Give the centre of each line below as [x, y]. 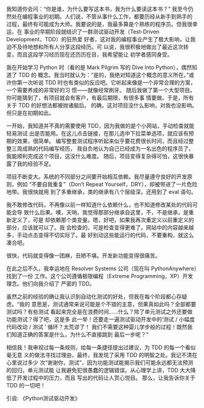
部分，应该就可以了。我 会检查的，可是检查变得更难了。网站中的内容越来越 [100, 227]
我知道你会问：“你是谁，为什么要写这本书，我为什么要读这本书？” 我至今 [97, 9]
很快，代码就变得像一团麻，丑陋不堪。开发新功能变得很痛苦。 [83, 256]
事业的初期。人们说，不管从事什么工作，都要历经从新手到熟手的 [112, 16]
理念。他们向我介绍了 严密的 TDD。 [51, 284]
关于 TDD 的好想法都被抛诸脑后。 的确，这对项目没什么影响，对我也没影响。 [102, 105]
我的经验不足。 [36, 164]
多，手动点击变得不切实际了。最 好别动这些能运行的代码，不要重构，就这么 [100, 235]
